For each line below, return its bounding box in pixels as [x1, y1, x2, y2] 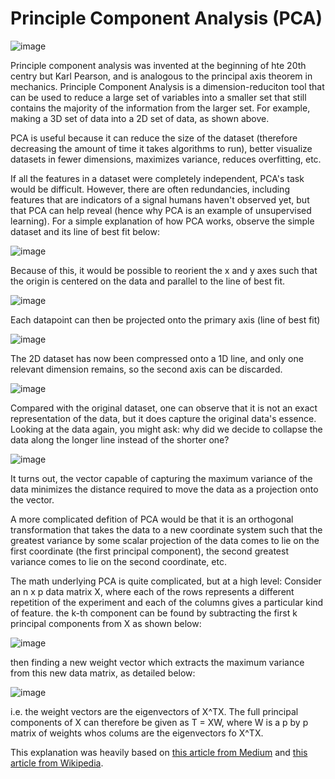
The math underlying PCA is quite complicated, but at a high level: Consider [10, 575, 322, 587]
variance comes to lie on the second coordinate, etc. [10, 555, 227, 567]
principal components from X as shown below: [10, 617, 202, 629]
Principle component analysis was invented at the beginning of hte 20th [10, 59, 307, 71]
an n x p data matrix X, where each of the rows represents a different [10, 585, 295, 597]
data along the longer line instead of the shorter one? [10, 433, 230, 446]
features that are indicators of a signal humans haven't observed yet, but [10, 193, 310, 206]
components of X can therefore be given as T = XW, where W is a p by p [10, 716, 309, 728]
